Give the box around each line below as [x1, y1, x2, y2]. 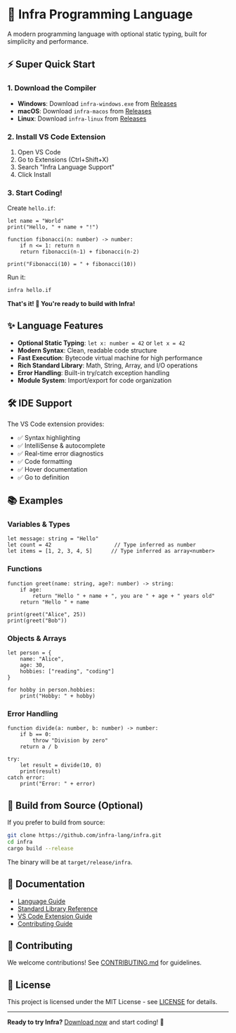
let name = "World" [7, 218, 65, 225]
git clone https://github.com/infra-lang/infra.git [7, 832, 162, 839]
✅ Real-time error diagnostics [17, 449, 104, 458]
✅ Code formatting [17, 457, 72, 465]
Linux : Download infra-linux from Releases [17, 114, 147, 123]
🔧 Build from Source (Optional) [7, 800, 144, 812]
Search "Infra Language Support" [17, 162, 114, 171]
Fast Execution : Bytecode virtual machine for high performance [17, 353, 203, 362]
